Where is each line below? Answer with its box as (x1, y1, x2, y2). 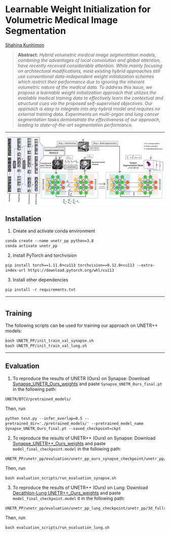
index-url (5, 268, 26, 273)
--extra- (136, 263, 155, 268)
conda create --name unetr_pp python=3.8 (5, 239, 94, 244)
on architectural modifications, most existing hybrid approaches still (17, 68, 160, 74)
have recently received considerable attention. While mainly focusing (17, 62, 163, 69)
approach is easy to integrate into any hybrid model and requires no (17, 106, 160, 112)
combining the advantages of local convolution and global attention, (17, 57, 161, 63)
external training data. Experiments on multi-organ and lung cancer (17, 111, 159, 117)
